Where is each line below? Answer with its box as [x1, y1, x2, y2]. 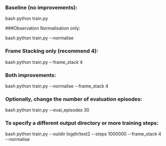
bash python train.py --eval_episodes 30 [5, 107, 90, 113]
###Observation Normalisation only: [5, 25, 80, 31]
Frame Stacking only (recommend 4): [5, 47, 99, 54]
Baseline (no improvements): [5, 4, 77, 11]
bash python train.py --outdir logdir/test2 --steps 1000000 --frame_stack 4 [5, 131, 161, 137]
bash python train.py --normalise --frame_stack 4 [5, 83, 109, 89]
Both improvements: [5, 71, 56, 79]
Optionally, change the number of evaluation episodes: [5, 95, 142, 102]
